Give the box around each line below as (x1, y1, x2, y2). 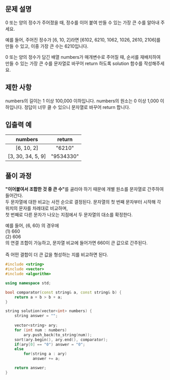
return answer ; (14, 365, 47, 370)
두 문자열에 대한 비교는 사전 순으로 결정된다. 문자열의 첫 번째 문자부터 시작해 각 (5, 199, 161, 205)
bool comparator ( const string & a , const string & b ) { (5, 289, 122, 295)
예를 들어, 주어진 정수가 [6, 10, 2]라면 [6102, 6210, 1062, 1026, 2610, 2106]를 (5, 36, 161, 42)
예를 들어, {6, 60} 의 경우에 (5, 222, 60, 229)
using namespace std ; (5, 280, 51, 285)
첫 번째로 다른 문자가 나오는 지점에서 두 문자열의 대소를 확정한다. (5, 212, 133, 218)
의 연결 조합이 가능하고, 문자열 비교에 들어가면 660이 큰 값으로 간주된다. (5, 240, 148, 246)
